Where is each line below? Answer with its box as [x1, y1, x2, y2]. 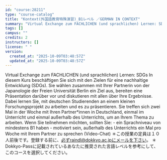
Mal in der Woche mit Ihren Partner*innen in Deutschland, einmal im [5, 109, 144, 115]
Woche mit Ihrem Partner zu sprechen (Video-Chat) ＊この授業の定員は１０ [5, 131, 160, 137]
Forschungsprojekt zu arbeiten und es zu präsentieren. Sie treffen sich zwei [5, 104, 161, 110]
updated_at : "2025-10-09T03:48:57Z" [9, 58, 85, 63]
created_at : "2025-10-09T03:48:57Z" [9, 53, 85, 59]
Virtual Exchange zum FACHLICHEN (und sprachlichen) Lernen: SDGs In [5, 72, 153, 78]
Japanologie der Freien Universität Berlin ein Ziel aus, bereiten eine [5, 88, 143, 94]
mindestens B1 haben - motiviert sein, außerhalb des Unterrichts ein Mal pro [5, 125, 162, 131]
